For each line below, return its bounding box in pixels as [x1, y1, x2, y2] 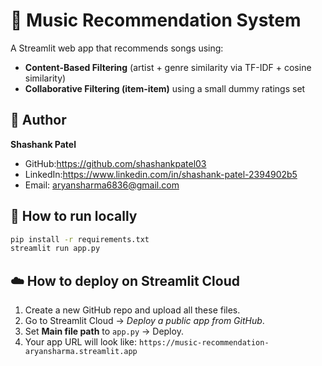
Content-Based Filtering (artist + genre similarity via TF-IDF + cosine [24, 61, 312, 73]
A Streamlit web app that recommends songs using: [10, 42, 224, 54]
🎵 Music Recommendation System [10, 9, 302, 32]
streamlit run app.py [10, 244, 101, 254]
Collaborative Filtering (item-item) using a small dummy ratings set [24, 82, 306, 94]
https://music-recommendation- [138, 338, 270, 348]
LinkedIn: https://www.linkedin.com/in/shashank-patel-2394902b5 [24, 168, 298, 180]
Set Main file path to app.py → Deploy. [24, 325, 184, 338]
